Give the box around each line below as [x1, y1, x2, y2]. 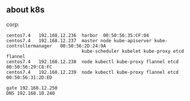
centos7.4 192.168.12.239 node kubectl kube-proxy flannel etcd [6, 69, 179, 75]
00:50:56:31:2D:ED [6, 75, 52, 81]
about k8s [6, 5, 45, 15]
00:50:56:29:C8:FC [6, 64, 52, 70]
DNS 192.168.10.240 [6, 90, 55, 96]
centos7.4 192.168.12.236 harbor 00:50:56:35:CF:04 [6, 32, 149, 38]
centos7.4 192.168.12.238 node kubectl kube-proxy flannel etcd [6, 58, 179, 65]
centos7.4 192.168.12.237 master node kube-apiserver [6, 37, 152, 44]
